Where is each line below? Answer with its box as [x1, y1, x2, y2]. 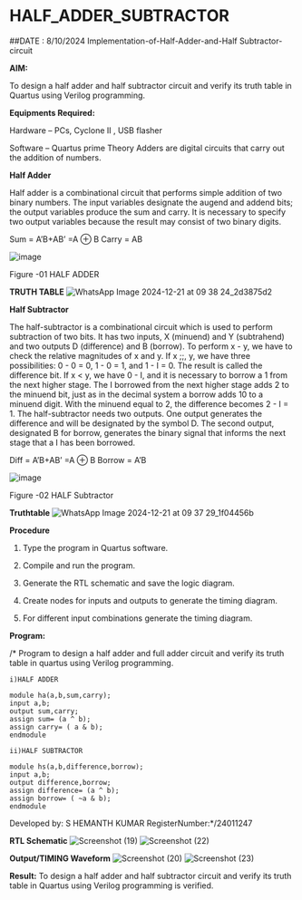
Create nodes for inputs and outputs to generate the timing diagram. [22, 595, 278, 605]
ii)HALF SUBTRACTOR [9, 746, 83, 755]
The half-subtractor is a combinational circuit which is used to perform [9, 321, 274, 332]
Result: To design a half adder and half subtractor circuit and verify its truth [9, 870, 292, 881]
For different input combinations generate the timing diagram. [22, 613, 253, 624]
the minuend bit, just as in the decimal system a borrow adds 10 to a [9, 389, 264, 400]
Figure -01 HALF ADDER [9, 268, 100, 279]
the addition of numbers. [9, 151, 102, 163]
